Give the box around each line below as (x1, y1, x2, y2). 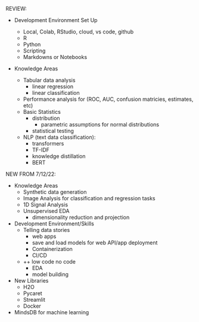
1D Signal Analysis (23, 201, 69, 208)
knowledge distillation (32, 153, 86, 160)
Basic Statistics (23, 109, 61, 115)
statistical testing (32, 128, 74, 134)
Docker (23, 302, 41, 309)
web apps (32, 233, 57, 240)
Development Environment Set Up (14, 17, 98, 23)
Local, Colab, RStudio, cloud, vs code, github (23, 28, 134, 35)
